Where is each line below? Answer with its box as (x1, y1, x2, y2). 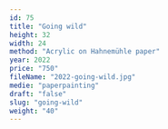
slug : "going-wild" (9, 97, 84, 107)
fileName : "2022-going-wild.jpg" (9, 73, 136, 82)
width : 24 (9, 38, 47, 48)
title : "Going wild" (9, 22, 88, 31)
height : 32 (9, 30, 51, 39)
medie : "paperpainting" (9, 81, 100, 90)
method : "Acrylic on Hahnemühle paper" (9, 47, 161, 56)
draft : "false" (9, 89, 67, 98)
